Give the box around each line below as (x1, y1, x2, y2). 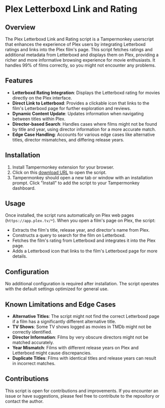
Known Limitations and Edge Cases (5, 300, 116, 308)
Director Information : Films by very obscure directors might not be (12, 334, 149, 340)
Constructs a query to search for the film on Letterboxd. (12, 233, 126, 238)
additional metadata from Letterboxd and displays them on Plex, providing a (5, 52, 159, 58)
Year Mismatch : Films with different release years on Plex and (12, 345, 139, 351)
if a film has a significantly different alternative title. (12, 319, 117, 325)
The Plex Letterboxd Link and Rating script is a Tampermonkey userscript (5, 36, 154, 42)
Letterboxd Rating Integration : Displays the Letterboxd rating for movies (12, 90, 160, 96)
